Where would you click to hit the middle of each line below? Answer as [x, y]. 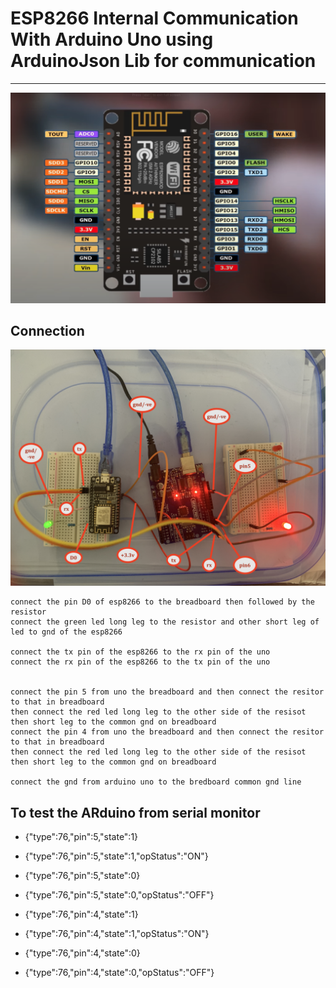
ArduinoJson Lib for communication [163, 61]
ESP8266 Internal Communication [154, 18]
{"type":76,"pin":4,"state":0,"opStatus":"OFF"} [119, 973]
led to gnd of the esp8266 [66, 632]
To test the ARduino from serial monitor [135, 812]
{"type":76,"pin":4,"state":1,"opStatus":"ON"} [117, 934]
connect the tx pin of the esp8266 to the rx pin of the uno [140, 652]
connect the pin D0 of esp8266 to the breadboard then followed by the [162, 602]
